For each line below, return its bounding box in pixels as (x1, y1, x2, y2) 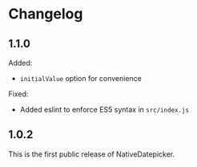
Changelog (8, 5, 83, 23)
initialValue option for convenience (19, 74, 143, 83)
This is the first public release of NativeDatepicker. (8, 149, 175, 159)
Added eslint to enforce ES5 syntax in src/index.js (19, 105, 190, 114)
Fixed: (8, 89, 29, 99)
